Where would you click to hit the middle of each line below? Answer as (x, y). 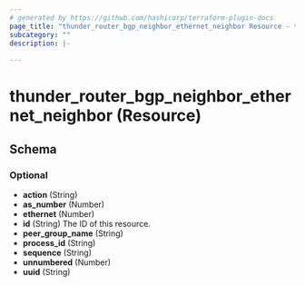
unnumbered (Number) (67, 262)
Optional (29, 175)
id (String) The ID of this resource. (87, 224)
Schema (33, 149)
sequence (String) (57, 252)
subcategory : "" (40, 35)
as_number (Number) (64, 204)
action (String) (50, 195)
